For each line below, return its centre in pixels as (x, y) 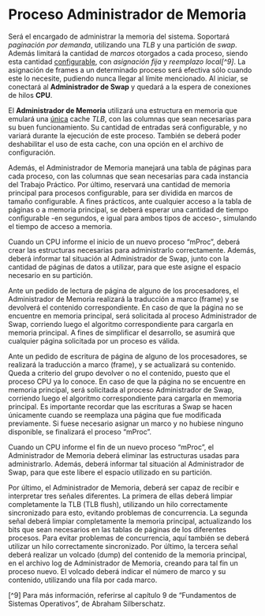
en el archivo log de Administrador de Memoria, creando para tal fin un (123, 563)
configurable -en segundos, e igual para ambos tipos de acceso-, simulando (132, 218)
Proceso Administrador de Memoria (127, 15)
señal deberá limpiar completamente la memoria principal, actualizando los (130, 521)
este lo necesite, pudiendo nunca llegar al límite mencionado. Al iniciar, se (128, 78)
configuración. (32, 152)
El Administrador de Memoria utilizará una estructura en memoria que (123, 110)
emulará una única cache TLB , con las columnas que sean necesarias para (130, 118)
